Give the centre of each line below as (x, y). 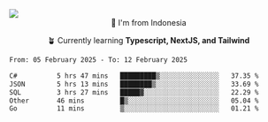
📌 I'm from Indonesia (149, 23)
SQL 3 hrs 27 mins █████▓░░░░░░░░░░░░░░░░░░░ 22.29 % (134, 92)
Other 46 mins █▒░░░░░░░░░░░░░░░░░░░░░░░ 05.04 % (134, 101)
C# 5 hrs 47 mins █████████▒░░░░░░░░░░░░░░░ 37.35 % (134, 76)
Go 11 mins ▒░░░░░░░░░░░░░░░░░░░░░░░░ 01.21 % (134, 109)
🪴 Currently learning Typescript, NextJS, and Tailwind (149, 40)
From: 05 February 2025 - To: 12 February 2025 (99, 60)
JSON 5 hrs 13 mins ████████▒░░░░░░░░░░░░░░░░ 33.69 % (134, 84)
